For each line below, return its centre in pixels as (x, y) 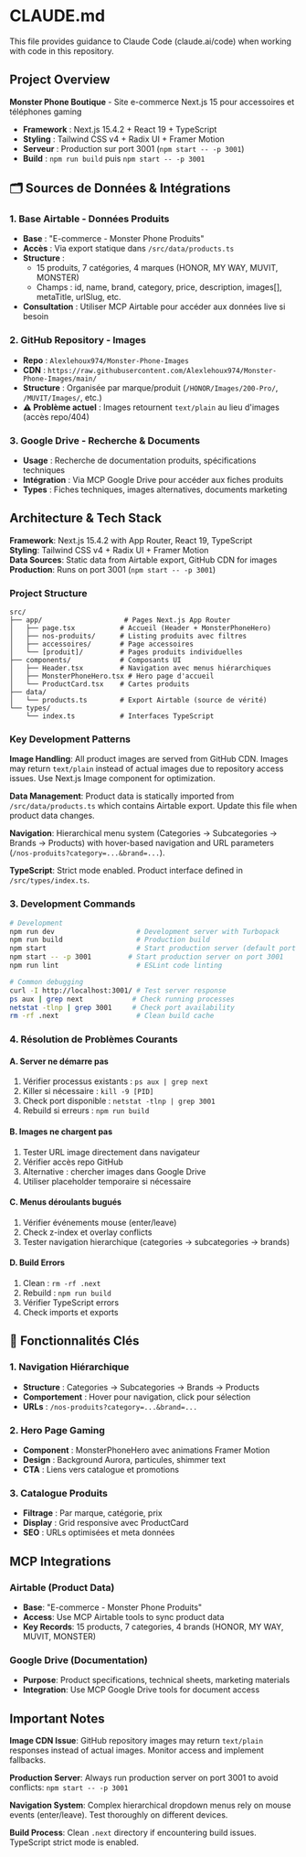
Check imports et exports (70, 1313)
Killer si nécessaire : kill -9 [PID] (88, 1091)
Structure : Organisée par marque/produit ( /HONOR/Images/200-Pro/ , (150, 387)
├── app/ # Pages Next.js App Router (120, 620)
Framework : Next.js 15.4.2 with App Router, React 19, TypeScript (131, 540)
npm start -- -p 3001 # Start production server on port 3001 (147, 957)
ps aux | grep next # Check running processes (122, 999)
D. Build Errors (37, 1262)
